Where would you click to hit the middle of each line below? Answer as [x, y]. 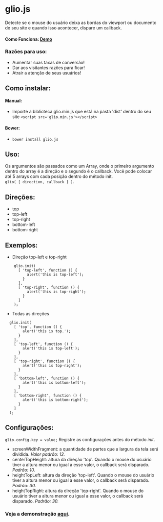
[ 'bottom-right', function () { [48, 396]
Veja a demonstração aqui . [37, 514]
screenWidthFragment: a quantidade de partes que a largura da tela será [85, 449]
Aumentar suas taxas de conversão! [48, 62]
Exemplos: [21, 245]
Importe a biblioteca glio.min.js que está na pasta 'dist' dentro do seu [81, 112]
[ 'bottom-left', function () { [47, 378]
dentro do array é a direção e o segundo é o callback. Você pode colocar [79, 171]
